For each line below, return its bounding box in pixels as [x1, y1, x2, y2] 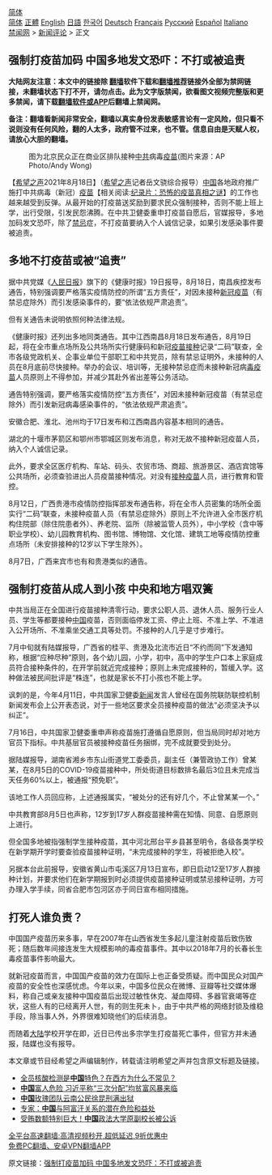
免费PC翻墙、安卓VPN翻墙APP [8, 1141, 111, 1151]
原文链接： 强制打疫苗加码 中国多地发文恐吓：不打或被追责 [8, 1158, 202, 1168]
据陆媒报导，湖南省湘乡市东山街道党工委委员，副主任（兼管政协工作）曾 [8, 755, 249, 764]
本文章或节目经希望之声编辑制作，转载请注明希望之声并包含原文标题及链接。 [8, 1056, 264, 1066]
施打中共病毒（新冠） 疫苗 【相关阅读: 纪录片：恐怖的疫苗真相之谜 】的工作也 [8, 187, 259, 197]
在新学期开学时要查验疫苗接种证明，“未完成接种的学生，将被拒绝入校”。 [8, 847, 249, 857]
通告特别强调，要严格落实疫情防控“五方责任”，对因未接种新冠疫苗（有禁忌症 [8, 389, 263, 398]
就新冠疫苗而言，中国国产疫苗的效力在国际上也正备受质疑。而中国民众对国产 [8, 971, 264, 981]
